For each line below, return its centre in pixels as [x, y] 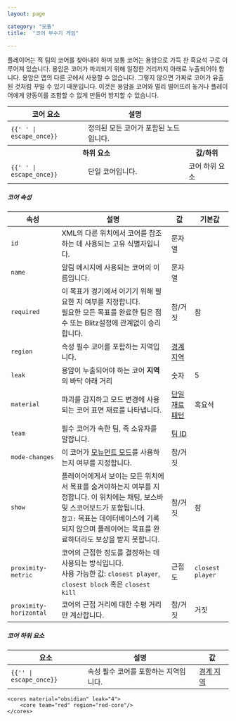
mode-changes [33, 457]
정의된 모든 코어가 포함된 [126, 128]
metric [22, 575]
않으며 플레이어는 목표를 [114, 529]
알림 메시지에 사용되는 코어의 [106, 268]
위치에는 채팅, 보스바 [131, 497]
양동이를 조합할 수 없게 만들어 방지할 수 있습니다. [92, 95]
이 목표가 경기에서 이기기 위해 [107, 291]
